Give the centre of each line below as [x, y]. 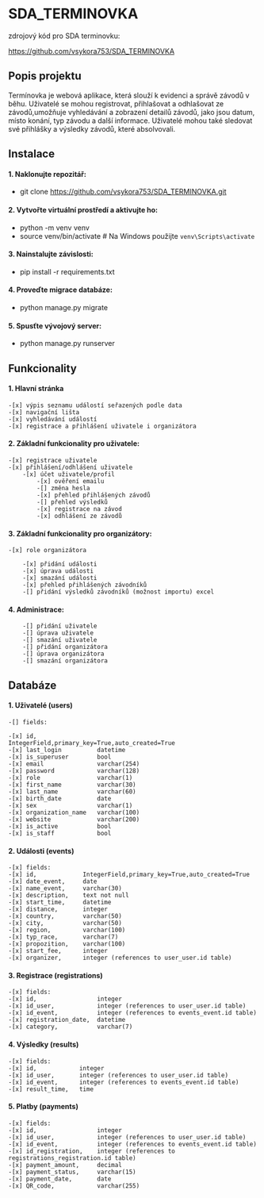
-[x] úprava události [58, 571]
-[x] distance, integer [58, 909]
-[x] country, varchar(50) [65, 916]
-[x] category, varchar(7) [71, 1027]
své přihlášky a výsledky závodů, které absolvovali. [92, 129]
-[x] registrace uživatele [53, 460]
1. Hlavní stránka [36, 389]
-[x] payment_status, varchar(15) [72, 1172]
